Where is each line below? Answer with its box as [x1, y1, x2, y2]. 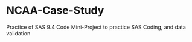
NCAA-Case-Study [6, 4, 104, 17]
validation [6, 29, 31, 37]
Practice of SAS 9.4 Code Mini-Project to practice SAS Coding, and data [6, 23, 186, 31]
